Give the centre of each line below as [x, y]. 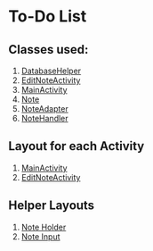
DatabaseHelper [51, 71]
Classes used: [48, 50]
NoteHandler [44, 118]
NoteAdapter [44, 109]
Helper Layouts [52, 206]
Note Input [40, 236]
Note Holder [44, 227]
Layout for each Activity [76, 146]
